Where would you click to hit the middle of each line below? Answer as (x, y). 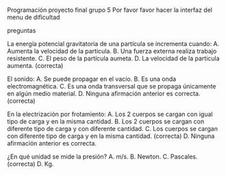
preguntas (22, 31)
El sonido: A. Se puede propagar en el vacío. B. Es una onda (92, 79)
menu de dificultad (34, 17)
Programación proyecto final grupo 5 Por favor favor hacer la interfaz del (110, 10)
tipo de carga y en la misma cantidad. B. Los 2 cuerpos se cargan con (105, 121)
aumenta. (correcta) (35, 66)
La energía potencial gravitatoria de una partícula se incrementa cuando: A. (113, 44)
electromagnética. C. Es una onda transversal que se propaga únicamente (112, 86)
